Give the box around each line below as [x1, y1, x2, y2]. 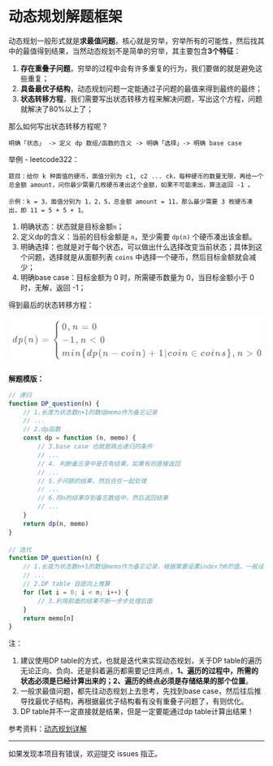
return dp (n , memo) [23, 519, 89, 527]
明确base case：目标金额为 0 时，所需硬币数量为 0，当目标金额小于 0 [19, 272, 254, 282]
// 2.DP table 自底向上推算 [23, 580, 111, 589]
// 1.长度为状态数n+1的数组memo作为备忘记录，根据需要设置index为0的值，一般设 [23, 562, 264, 571]
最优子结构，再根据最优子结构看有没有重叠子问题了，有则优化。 [34, 697, 249, 707]
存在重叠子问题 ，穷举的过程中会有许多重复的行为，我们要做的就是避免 [19, 63, 256, 73]
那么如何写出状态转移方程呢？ [8, 121, 108, 131]
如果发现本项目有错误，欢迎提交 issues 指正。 [8, 749, 162, 759]
